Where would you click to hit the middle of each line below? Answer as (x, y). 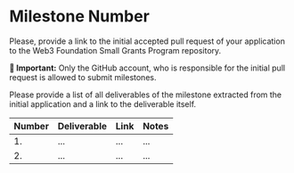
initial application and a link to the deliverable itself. (103, 103)
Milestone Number (79, 16)
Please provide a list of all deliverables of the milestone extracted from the (146, 95)
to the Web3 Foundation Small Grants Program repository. (115, 50)
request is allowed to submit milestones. (83, 77)
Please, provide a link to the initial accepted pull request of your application (147, 41)
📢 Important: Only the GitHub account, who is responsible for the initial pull (147, 68)
